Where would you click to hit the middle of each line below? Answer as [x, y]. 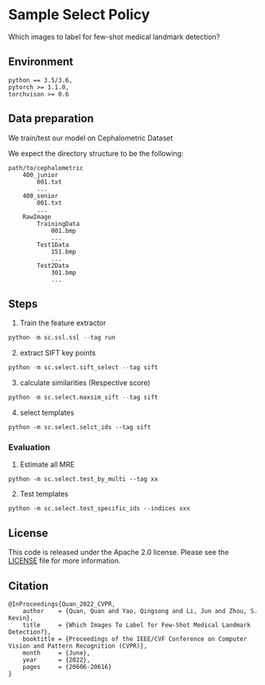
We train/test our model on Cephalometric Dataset [91, 138]
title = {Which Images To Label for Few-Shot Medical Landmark [136, 625]
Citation [29, 586]
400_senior [41, 196]
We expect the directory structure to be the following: [96, 153]
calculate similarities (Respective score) [85, 383]
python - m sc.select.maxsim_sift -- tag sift [83, 398]
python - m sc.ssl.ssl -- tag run [62, 338]
